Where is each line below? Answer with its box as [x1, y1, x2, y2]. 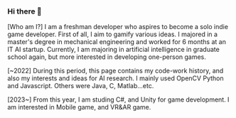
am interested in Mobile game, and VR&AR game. [7, 103, 151, 112]
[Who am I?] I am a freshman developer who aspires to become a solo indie [7, 23, 229, 31]
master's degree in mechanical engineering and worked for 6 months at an [7, 38, 226, 46]
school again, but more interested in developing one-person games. [7, 53, 206, 61]
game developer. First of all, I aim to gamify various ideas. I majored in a [7, 30, 218, 38]
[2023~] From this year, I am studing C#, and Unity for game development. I [7, 95, 230, 104]
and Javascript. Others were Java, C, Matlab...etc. [7, 82, 154, 90]
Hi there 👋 [7, 6, 43, 16]
